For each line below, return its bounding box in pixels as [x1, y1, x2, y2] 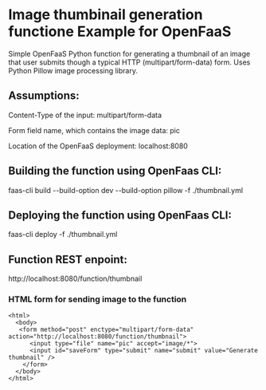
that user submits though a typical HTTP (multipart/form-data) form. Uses [8, 57, 251, 67]
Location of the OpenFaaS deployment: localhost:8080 [8, 141, 189, 151]
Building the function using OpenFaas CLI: [8, 164, 222, 178]
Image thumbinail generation [8, 6, 203, 24]
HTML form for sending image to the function [8, 293, 187, 305]
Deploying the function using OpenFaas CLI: [8, 208, 233, 222]
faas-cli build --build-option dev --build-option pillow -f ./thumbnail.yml [8, 185, 244, 195]
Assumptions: [8, 89, 80, 103]
